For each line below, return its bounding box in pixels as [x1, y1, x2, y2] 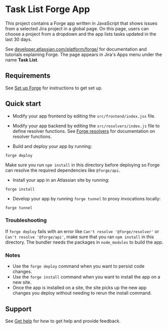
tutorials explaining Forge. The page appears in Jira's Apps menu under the [5, 51, 162, 58]
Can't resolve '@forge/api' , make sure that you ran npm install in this [5, 234, 154, 240]
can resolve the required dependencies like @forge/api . [5, 167, 120, 173]
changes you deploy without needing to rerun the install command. [12, 290, 152, 296]
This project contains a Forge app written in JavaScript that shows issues [5, 20, 158, 26]
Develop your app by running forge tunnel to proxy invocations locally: [12, 195, 161, 201]
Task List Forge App [5, 4, 90, 15]
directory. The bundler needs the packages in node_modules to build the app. [5, 239, 163, 245]
